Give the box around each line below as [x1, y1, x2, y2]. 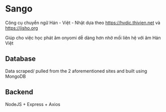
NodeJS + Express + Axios [5, 101, 61, 107]
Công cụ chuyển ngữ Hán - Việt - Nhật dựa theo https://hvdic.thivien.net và [5, 20, 160, 26]
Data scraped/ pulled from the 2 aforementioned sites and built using [5, 68, 147, 74]
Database [5, 55, 36, 63]
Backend [5, 88, 33, 96]
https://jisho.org [5, 25, 38, 31]
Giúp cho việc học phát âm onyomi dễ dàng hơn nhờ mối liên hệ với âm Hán [5, 35, 161, 41]
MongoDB [5, 73, 26, 79]
